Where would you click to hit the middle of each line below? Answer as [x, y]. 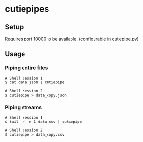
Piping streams [24, 107]
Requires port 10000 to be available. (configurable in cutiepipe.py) [72, 39]
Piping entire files [26, 68]
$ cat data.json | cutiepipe [35, 82]
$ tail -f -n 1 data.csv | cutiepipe [44, 122]
